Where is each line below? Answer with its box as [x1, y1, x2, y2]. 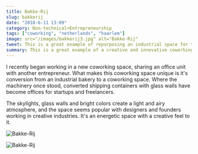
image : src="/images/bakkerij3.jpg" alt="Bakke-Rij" [6, 36, 138, 42]
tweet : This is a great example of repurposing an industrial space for [6, 42, 189, 48]
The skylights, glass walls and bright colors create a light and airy [6, 100, 165, 107]
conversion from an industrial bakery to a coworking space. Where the [6, 76, 177, 83]
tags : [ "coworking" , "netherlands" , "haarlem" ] [6, 31, 126, 37]
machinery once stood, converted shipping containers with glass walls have [6, 82, 190, 89]
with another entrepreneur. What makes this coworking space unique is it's [6, 69, 188, 77]
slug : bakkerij [6, 14, 44, 20]
